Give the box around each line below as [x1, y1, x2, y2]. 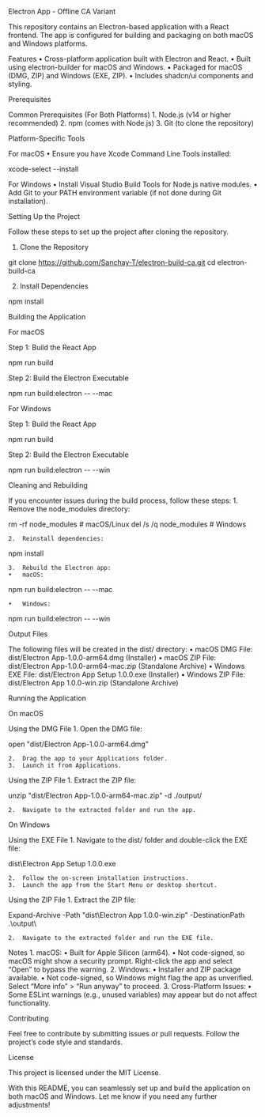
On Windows [8, 820, 50, 829]
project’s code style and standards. [8, 1037, 123, 1047]
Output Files [8, 629, 48, 639]
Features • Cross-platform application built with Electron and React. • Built [8, 55, 252, 63]
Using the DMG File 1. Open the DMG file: [8, 724, 142, 734]
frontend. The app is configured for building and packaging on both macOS [8, 31, 254, 40]
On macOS [8, 709, 44, 718]
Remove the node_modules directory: [8, 504, 131, 513]
